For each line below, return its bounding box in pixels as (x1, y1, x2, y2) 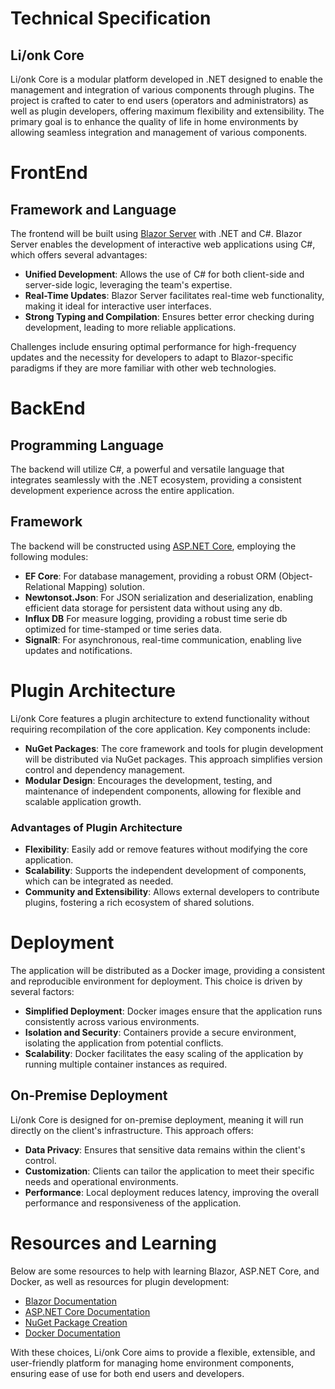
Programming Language (10, 437, 165, 454)
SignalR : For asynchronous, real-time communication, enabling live (24, 633, 302, 646)
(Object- (278, 570, 313, 582)
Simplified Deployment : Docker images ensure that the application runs (24, 1005, 323, 1017)
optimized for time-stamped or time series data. (24, 623, 222, 635)
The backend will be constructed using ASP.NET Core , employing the (10, 540, 297, 552)
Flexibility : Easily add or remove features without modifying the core (24, 843, 308, 856)
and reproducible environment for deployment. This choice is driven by (10, 975, 303, 987)
